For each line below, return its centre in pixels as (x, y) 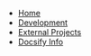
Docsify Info (41, 42)
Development (43, 23)
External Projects (50, 32)
